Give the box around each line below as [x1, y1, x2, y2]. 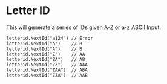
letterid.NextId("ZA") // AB [6, 56, 85, 62]
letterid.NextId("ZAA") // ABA [6, 67, 88, 73]
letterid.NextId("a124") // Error [6, 35, 94, 41]
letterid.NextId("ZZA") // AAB [6, 72, 88, 79]
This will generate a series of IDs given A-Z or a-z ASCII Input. [6, 24, 162, 31]
